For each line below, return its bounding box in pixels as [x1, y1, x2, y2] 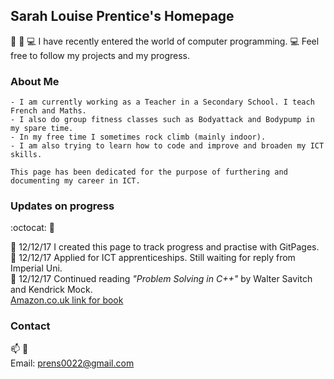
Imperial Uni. [10, 262, 63, 274]
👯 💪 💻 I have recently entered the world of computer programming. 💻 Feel [10, 35, 320, 47]
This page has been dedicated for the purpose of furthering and [10, 167, 288, 178]
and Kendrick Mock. [10, 284, 93, 296]
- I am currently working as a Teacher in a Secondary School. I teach [10, 97, 315, 108]
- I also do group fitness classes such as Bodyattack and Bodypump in [10, 115, 315, 125]
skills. [10, 150, 43, 160]
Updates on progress [10, 199, 115, 213]
